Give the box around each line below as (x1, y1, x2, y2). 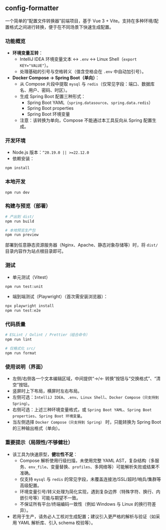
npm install (5, 166, 30, 171)
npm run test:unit (5, 284, 43, 289)
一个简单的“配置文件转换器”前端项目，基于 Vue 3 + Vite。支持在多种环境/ (5, 17, 155, 24)
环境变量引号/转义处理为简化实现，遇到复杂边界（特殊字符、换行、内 (19, 488, 161, 494)
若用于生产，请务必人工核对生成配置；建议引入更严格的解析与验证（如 (12, 513, 156, 519)
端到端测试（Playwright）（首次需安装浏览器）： (12, 293, 108, 300)
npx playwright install (5, 303, 55, 309)
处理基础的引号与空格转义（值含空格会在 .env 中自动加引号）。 (19, 69, 147, 75)
